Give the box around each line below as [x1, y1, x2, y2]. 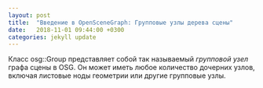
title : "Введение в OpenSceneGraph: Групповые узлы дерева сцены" [8, 19, 234, 26]
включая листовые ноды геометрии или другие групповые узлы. [8, 71, 226, 80]
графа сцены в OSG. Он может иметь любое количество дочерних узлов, [8, 63, 255, 72]
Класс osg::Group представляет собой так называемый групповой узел [8, 55, 249, 64]
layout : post [8, 11, 51, 19]
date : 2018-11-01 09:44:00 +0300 [8, 26, 125, 33]
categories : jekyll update [8, 33, 97, 41]
